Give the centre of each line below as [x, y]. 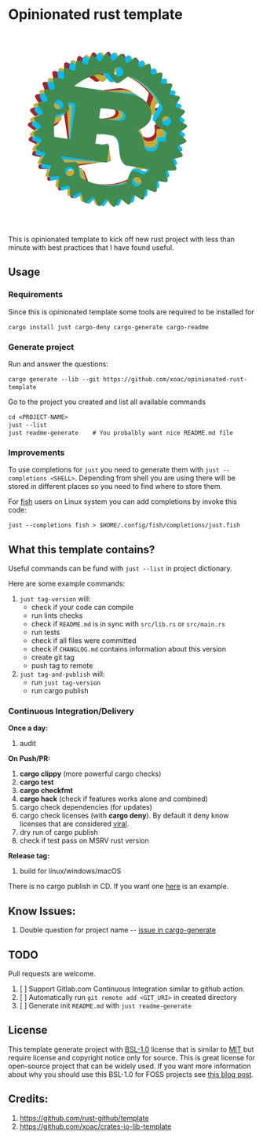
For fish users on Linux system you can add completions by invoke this [123, 502]
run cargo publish [60, 691]
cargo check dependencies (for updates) [86, 807]
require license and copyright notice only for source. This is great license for [132, 1057]
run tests [46, 632]
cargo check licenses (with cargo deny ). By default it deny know [124, 816]
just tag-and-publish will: [62, 674]
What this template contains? [82, 549]
